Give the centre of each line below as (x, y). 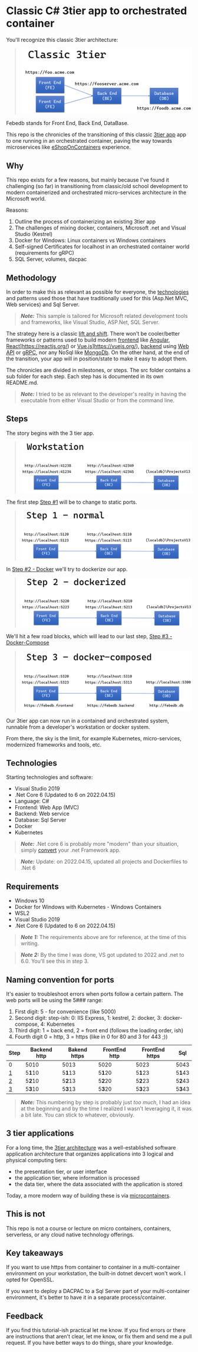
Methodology (32, 278)
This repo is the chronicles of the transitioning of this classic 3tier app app (96, 134)
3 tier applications (40, 1133)
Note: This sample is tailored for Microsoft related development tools (104, 316)
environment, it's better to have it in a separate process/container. (86, 1297)
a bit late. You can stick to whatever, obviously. (77, 1115)
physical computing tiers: (37, 1160)
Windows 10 (29, 901)
